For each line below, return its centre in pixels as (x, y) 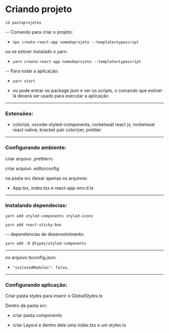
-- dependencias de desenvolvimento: (45, 234)
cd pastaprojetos (23, 23)
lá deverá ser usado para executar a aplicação (60, 96)
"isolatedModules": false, (41, 268)
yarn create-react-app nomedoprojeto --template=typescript (77, 61)
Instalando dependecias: (36, 206)
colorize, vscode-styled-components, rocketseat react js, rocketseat (83, 125)
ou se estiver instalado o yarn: (36, 51)
